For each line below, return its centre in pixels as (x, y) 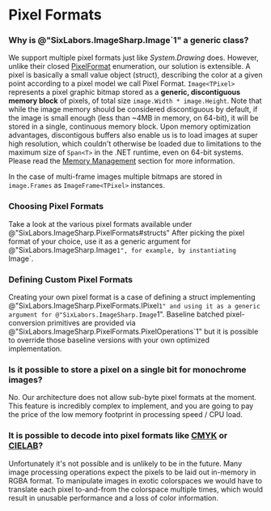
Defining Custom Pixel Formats (71, 279)
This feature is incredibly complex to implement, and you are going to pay (131, 406)
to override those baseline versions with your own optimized (109, 340)
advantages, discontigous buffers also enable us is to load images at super (133, 135)
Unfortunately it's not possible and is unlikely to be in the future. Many (125, 463)
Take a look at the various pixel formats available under (100, 224)
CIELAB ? (26, 445)
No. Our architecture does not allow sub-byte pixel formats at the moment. (133, 398)
